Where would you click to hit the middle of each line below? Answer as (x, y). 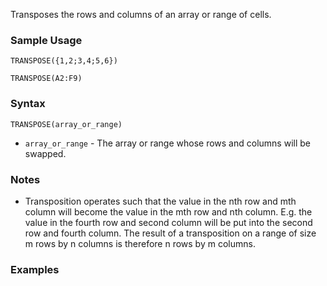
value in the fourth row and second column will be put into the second (168, 222)
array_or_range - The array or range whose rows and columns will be (167, 143)
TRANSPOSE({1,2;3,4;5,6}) (64, 61)
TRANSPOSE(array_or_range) (66, 124)
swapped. (45, 153)
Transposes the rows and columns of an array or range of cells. (141, 14)
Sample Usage (46, 40)
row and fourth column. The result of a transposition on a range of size (170, 233)
